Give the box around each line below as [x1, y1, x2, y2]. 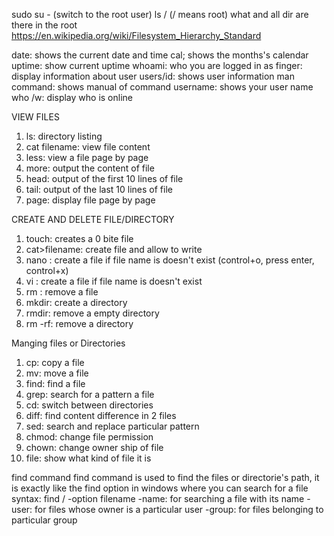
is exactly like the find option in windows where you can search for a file [11, 482, 309, 494]
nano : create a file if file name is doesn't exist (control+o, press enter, [25, 254, 315, 266]
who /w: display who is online [11, 92, 133, 103]
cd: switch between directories [25, 399, 154, 411]
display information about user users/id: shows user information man [11, 70, 295, 82]
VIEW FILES [11, 111, 60, 123]
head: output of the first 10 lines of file [25, 173, 184, 184]
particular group [11, 514, 78, 526]
